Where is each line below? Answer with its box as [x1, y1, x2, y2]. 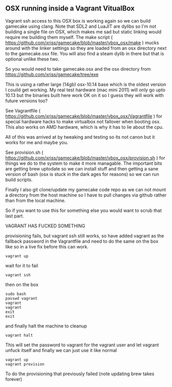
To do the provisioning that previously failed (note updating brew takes [5, 371, 155, 377]
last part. [5, 212, 24, 219]
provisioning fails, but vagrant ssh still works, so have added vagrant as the [5, 233, 164, 239]
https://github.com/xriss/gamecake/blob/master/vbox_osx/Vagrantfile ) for [5, 113, 163, 119]
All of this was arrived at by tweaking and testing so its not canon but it [5, 133, 155, 140]
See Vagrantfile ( [5, 107, 41, 113]
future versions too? [5, 98, 48, 104]
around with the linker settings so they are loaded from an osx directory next [5, 45, 167, 51]
